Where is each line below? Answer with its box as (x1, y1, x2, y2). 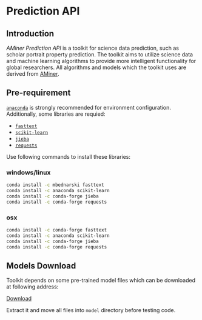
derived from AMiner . (6, 70, 59, 77)
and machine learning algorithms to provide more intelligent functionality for (6, 58, 197, 64)
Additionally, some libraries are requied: (6, 110, 106, 118)
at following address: (6, 283, 59, 290)
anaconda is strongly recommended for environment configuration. (6, 104, 171, 111)
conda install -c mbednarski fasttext (6, 182, 104, 188)
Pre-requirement (6, 88, 71, 98)
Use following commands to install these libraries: (6, 153, 131, 160)
